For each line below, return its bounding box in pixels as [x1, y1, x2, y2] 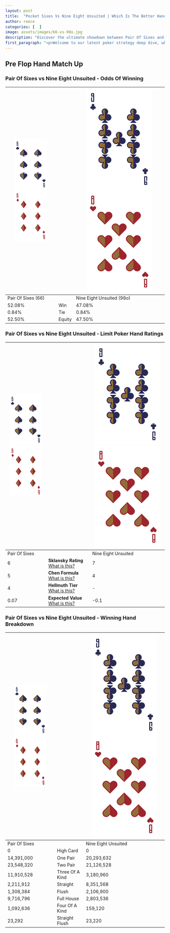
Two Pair [57, 861, 75, 868]
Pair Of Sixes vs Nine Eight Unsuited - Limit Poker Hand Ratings [5, 330, 163, 337]
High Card [57, 848, 78, 854]
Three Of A [57, 869, 80, 875]
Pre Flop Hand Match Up [5, 60, 83, 69]
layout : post [5, 8, 33, 13]
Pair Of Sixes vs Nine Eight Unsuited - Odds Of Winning [5, 75, 144, 82]
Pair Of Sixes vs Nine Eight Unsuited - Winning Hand [5, 615, 137, 622]
